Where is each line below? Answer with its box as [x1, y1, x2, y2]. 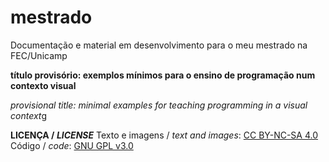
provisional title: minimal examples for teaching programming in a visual [10, 99, 308, 111]
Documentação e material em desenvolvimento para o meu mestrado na [10, 39, 308, 51]
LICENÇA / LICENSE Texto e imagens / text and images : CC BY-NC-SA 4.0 [10, 129, 319, 141]
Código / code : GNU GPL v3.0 [10, 139, 134, 151]
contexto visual [10, 79, 77, 91]
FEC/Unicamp [10, 49, 68, 61]
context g [10, 109, 47, 121]
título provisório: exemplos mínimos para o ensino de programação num [10, 69, 316, 81]
